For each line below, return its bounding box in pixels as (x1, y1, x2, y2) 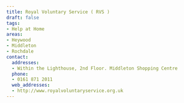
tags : (6, 20, 20, 26)
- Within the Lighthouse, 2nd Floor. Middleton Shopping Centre (12, 65, 178, 71)
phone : (12, 71, 29, 77)
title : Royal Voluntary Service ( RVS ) (6, 8, 111, 15)
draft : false (6, 15, 39, 21)
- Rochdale (6, 48, 34, 55)
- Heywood (6, 37, 32, 43)
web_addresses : (12, 82, 50, 88)
